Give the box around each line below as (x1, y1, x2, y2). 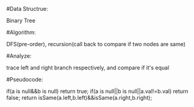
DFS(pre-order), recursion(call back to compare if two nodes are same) (6, 41, 186, 47)
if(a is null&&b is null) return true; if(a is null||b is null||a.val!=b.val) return (6, 88, 189, 95)
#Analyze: (6, 52, 32, 60)
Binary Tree (6, 17, 35, 24)
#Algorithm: (6, 29, 36, 36)
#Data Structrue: (6, 5, 48, 12)
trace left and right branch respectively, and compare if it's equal (6, 64, 170, 71)
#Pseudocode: (6, 76, 43, 83)
